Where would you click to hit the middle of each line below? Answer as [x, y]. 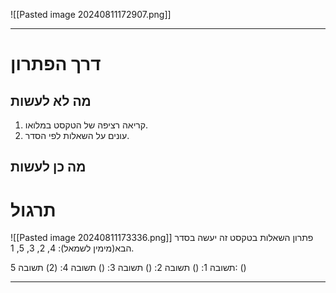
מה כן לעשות [48, 167]
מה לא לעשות [51, 100]
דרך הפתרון [56, 64]
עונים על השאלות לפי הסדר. [77, 135]
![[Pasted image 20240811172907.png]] [91, 14]
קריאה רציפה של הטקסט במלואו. [86, 125]
